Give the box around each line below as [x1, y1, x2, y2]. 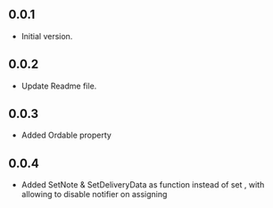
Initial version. [21, 30, 73, 41]
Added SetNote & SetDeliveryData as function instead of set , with [21, 179, 265, 190]
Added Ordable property [21, 129, 112, 141]
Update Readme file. [21, 80, 97, 91]
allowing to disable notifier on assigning [21, 189, 168, 200]
